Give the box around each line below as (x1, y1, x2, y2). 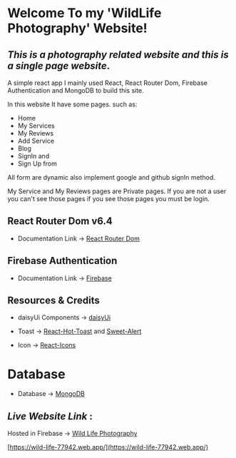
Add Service (17, 137, 55, 145)
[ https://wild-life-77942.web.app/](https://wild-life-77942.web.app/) (7, 443, 209, 452)
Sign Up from (17, 159, 57, 168)
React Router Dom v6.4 (7, 215, 113, 228)
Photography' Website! (7, 20, 148, 36)
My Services (17, 121, 55, 130)
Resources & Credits (7, 295, 100, 307)
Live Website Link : (7, 410, 93, 422)
